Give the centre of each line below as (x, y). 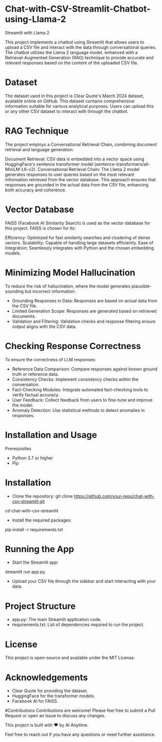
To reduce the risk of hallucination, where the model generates (68, 286)
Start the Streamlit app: (35, 562)
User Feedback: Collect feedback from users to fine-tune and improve (82, 400)
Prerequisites (18, 448)
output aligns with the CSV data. (44, 326)
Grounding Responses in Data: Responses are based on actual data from (85, 301)
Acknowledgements (47, 677)
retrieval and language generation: (40, 150)
